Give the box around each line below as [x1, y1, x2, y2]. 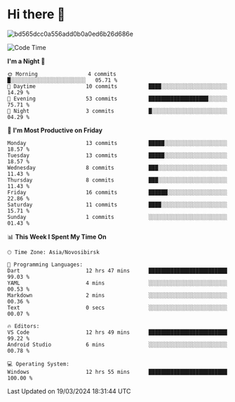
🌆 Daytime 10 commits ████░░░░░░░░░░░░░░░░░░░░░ [7, 82, 228, 90]
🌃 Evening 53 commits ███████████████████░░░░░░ [7, 95, 228, 102]
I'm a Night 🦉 [7, 56, 46, 65]
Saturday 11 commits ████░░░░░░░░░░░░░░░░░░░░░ [7, 201, 228, 208]
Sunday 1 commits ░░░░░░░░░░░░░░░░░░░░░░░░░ [7, 213, 228, 220]
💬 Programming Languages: [7, 260, 83, 268]
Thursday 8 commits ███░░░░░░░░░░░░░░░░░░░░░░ [7, 176, 228, 184]
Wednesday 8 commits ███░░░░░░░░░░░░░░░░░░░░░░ [7, 164, 228, 171]
